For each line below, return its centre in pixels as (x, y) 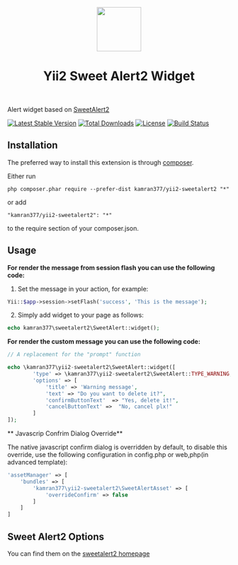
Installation (33, 145)
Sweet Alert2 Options (56, 536)
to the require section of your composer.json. (73, 228)
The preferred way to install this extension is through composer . (101, 162)
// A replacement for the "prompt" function (74, 355)
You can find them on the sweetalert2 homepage (79, 554)
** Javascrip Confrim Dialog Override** (65, 433)
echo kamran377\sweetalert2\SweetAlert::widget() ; (84, 328)
